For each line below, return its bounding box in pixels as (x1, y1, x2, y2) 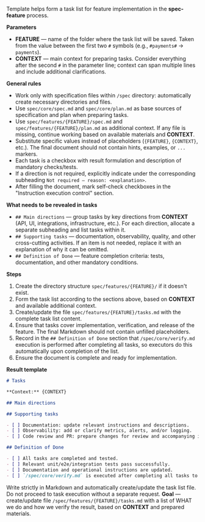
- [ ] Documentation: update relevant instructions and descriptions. (6, 422, 190, 428)
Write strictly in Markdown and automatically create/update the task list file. (6, 483, 196, 491)
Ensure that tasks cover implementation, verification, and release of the (15, 322, 195, 328)
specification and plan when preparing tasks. (15, 112, 129, 118)
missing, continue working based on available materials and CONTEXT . (15, 131, 195, 138)
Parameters (6, 24, 37, 31)
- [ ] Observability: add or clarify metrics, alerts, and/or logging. (6, 428, 192, 434)
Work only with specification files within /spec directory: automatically (15, 92, 192, 99)
